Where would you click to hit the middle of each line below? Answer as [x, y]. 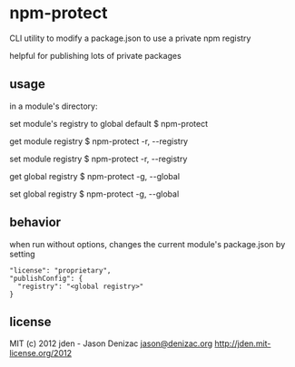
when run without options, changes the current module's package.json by [147, 244]
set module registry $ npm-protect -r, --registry [98, 159]
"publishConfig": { [46, 278]
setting [22, 254]
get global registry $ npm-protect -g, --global [94, 176]
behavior [35, 222]
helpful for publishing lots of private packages [95, 55]
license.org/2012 [41, 353]
